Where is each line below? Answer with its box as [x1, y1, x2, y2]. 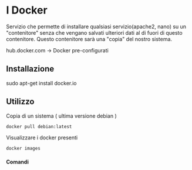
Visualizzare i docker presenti [6, 134, 78, 141]
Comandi [6, 158, 29, 165]
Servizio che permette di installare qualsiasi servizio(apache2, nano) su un [6, 23, 187, 30]
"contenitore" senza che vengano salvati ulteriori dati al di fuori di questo [6, 29, 183, 36]
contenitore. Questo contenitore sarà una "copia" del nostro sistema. [6, 35, 172, 42]
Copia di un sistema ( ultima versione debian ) [6, 112, 117, 119]
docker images [6, 145, 41, 152]
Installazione [6, 64, 55, 74]
